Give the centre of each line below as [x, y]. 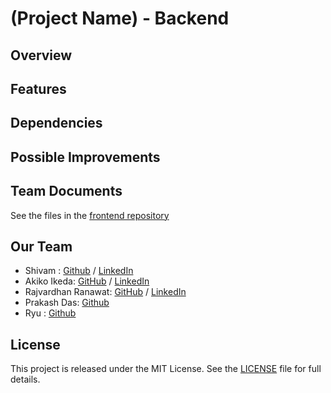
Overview [41, 55]
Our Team [41, 246]
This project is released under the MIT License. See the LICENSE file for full [166, 369]
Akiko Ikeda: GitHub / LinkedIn [87, 281]
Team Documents [66, 191]
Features [38, 88]
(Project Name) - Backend [120, 18]
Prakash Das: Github [67, 303]
